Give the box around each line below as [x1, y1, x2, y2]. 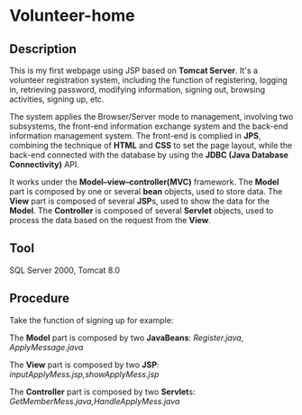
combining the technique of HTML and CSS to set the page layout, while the [9, 140, 293, 150]
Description [9, 41, 77, 57]
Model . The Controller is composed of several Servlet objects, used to [9, 205, 274, 216]
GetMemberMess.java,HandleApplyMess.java [9, 395, 180, 406]
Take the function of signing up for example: [9, 314, 174, 325]
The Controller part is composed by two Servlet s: [9, 386, 196, 397]
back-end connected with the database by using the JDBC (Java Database [9, 149, 288, 160]
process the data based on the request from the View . [9, 215, 212, 225]
